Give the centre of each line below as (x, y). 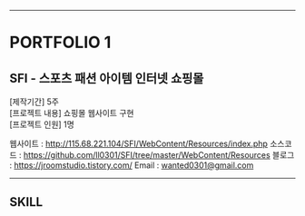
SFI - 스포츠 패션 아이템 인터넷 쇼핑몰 (107, 78)
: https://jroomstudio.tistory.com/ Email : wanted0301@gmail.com (132, 165)
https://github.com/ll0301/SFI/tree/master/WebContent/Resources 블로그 (159, 155)
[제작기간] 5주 (34, 102)
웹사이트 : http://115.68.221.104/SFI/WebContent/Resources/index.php (138, 143)
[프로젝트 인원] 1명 (42, 124)
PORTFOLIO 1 (60, 43)
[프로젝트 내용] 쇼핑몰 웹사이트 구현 (72, 113)
